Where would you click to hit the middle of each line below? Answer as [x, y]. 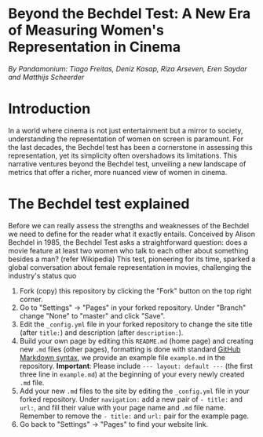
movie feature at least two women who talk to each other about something [128, 250]
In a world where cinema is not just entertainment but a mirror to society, [126, 130]
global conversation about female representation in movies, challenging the [130, 267]
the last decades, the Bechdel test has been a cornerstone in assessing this [130, 147]
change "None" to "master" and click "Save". [92, 315]
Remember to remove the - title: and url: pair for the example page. [134, 416]
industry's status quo [42, 275]
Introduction [49, 109]
